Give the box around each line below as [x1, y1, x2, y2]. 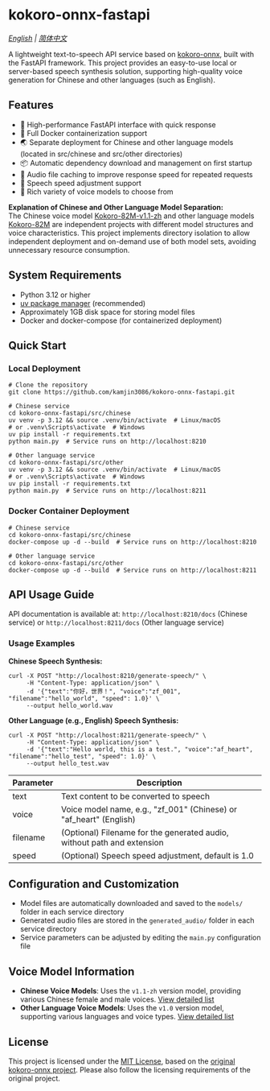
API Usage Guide [8, 588, 95, 601]
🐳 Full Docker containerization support [19, 128, 148, 138]
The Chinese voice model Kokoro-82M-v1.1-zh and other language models [8, 211, 255, 221]
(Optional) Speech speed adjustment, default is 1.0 [60, 849, 255, 861]
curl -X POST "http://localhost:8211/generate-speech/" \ [8, 731, 207, 739]
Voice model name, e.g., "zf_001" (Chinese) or [60, 804, 238, 815]
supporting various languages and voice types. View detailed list [19, 1012, 235, 1022]
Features [8, 98, 54, 112]
